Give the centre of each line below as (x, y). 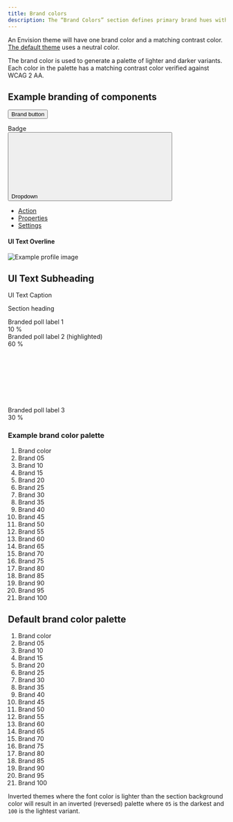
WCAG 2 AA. (26, 75)
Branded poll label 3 (36, 410)
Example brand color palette (56, 435)
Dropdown (25, 197)
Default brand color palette (67, 620)
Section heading (31, 309)
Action (27, 211)
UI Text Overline (31, 241)
